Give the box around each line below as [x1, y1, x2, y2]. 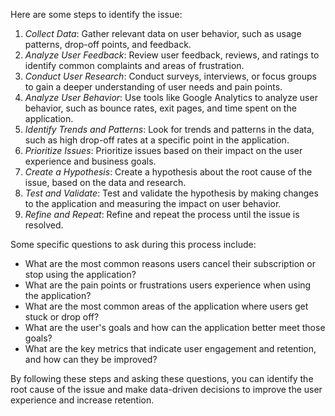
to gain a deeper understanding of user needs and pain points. [24, 81, 283, 93]
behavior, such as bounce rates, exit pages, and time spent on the [24, 102, 297, 114]
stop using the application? [24, 269, 137, 280]
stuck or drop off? [24, 311, 100, 323]
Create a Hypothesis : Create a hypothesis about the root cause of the [24, 166, 313, 178]
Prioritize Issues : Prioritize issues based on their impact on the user [24, 145, 303, 156]
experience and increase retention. [10, 394, 155, 406]
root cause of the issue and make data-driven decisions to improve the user [10, 384, 323, 395]
